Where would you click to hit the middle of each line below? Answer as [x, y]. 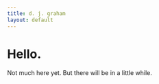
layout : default [30, 20]
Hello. [24, 54]
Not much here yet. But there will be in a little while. [79, 73]
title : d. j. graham [37, 13]
